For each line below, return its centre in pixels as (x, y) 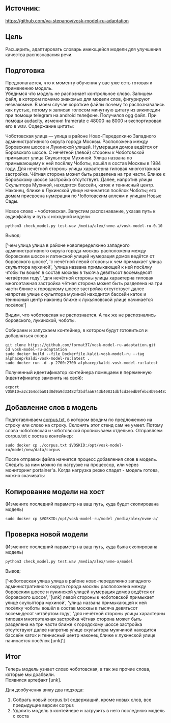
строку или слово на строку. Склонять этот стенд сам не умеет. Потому (84, 425)
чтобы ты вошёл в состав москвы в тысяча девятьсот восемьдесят (79, 272)
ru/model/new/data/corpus (33, 450)
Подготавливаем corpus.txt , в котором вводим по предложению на (79, 420)
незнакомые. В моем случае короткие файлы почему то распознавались (85, 105)
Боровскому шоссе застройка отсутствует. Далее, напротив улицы (79, 180)
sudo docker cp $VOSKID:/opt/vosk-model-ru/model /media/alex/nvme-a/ (82, 519)
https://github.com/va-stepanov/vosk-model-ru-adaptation (67, 20)
